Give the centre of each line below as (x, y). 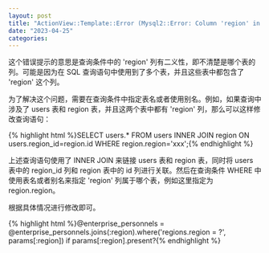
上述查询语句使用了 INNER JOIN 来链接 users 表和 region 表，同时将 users (131, 161)
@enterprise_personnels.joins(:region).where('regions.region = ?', (117, 232)
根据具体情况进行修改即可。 (54, 208)
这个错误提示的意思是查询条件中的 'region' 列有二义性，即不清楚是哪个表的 (132, 62)
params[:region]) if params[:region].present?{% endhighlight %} (114, 241)
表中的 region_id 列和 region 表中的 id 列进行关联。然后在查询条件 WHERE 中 (135, 170)
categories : (28, 38)
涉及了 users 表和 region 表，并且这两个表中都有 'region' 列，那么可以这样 (131, 109)
